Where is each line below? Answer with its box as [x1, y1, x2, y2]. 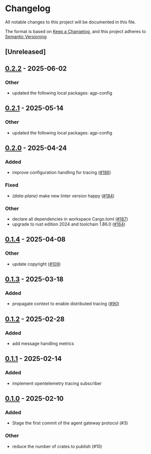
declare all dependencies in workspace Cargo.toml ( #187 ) [12, 216, 128, 222]
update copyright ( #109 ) [12, 261, 61, 267]
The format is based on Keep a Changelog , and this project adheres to [5, 28, 146, 34]
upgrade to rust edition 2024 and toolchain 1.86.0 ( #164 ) [12, 221, 126, 227]
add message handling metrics [12, 340, 75, 346]
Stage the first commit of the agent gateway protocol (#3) [12, 420, 128, 426]
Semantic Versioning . [5, 34, 48, 39]
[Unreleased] [5, 48, 46, 56]
